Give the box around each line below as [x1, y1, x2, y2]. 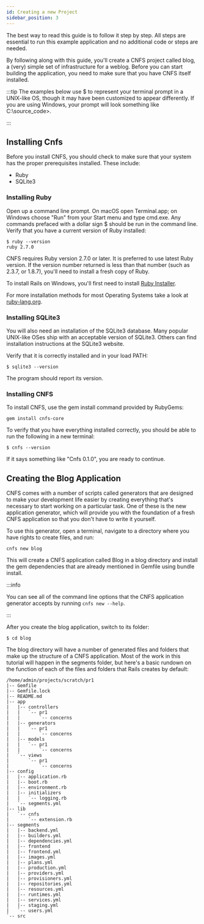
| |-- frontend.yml [6, 849, 62, 855]
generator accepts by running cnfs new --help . [6, 599, 125, 607]
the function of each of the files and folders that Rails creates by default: [6, 666, 189, 673]
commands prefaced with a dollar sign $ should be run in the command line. [6, 220, 199, 227]
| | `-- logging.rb [6, 795, 67, 802]
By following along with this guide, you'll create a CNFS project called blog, [6, 56, 195, 64]
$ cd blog [6, 635, 32, 642]
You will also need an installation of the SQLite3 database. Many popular [6, 327, 188, 334]
